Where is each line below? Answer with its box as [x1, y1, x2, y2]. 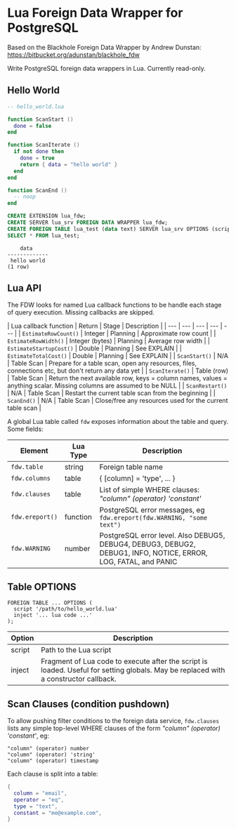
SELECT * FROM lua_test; [7, 232, 80, 239]
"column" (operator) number [7, 745, 90, 752]
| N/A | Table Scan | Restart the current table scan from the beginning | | [7, 389, 216, 397]
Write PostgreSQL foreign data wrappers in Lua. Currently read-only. [7, 64, 206, 72]
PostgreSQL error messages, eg [99, 505, 205, 515]
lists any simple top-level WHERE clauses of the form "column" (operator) [7, 724, 221, 733]
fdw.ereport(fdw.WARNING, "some [99, 514, 208, 522]
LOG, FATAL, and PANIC [99, 557, 178, 566]
